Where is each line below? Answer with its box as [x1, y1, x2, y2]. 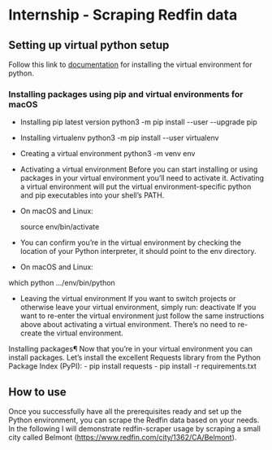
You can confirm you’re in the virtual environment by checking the [19, 238, 242, 247]
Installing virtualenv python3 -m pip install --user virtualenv [19, 133, 219, 143]
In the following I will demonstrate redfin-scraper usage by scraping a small [8, 424, 261, 434]
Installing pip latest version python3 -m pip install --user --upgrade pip [19, 117, 257, 127]
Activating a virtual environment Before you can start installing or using [19, 164, 258, 174]
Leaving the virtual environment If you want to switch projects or [19, 294, 236, 304]
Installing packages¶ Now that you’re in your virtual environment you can [8, 344, 253, 354]
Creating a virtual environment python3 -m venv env [19, 149, 196, 159]
